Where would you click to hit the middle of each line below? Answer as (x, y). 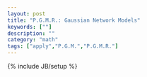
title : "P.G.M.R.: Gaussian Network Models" (74, 20)
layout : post (27, 14)
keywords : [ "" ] (30, 27)
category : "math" (33, 40)
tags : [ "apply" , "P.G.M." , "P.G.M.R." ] (63, 46)
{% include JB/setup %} (42, 66)
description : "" (31, 33)
